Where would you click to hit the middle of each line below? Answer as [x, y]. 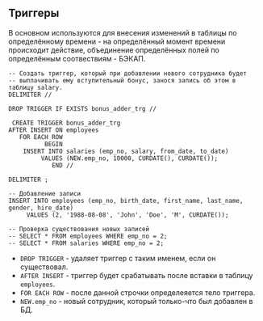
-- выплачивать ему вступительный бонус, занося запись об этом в [122, 80]
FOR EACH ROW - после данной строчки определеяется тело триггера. [138, 292]
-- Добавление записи [45, 193]
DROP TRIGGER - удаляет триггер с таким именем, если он [118, 258]
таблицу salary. [35, 87]
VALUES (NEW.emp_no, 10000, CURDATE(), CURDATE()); [129, 158]
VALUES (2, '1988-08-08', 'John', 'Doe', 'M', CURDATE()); [127, 215]
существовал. [44, 267]
